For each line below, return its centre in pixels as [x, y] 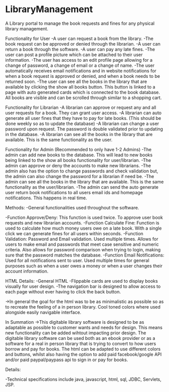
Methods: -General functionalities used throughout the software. [72, 207]
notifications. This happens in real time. [46, 198]
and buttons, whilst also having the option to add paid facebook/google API [83, 354]
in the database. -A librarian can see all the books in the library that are [79, 134]
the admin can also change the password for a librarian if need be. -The [80, 176]
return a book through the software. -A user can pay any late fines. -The [80, 49]
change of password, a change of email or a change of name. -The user [80, 65]
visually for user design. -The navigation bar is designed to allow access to [83, 286]
